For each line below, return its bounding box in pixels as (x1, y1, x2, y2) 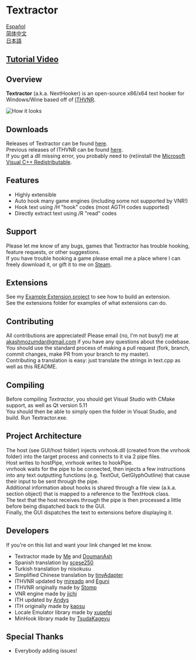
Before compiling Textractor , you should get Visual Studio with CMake (6, 396, 176, 403)
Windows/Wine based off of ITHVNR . (6, 96, 96, 103)
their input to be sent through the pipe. (6, 477, 99, 484)
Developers (6, 526, 49, 536)
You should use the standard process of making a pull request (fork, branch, (6, 345, 190, 352)
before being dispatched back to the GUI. (6, 503, 106, 510)
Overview (6, 74, 43, 84)
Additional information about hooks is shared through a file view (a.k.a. (6, 484, 177, 491)
